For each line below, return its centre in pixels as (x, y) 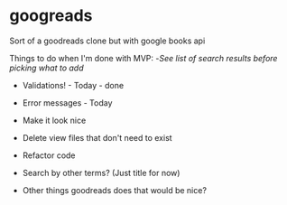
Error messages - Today (67, 102)
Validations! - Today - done (73, 85)
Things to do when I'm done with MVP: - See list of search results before (143, 58)
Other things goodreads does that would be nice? (115, 190)
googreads (51, 16)
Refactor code (49, 155)
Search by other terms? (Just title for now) (101, 172)
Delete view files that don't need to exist (97, 137)
